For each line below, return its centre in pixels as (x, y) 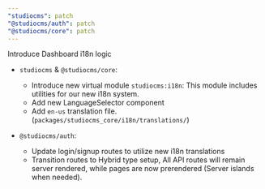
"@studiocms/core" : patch (51, 31)
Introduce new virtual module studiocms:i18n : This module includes (144, 85)
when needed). (57, 177)
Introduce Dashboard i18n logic (60, 54)
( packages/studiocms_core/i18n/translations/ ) (110, 120)
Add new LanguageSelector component (98, 103)
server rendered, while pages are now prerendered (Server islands (143, 169)
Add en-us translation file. (74, 111)
